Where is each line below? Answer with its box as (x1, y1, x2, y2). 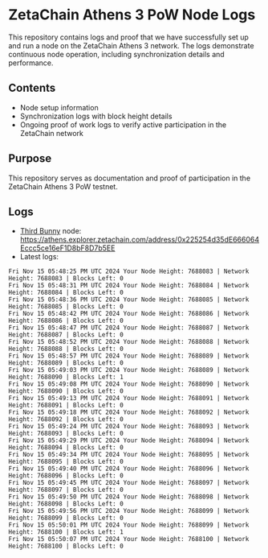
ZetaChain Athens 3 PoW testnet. (8, 181, 118, 191)
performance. (8, 58, 54, 68)
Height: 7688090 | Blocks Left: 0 (8, 387, 124, 395)
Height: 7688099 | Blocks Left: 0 (8, 514, 124, 523)
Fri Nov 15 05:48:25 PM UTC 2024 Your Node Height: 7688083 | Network (8, 267, 250, 275)
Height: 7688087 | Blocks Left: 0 (8, 331, 124, 339)
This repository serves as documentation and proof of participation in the (8, 173, 251, 183)
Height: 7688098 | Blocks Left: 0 (8, 500, 124, 508)
